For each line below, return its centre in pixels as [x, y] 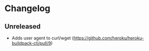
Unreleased [23, 26]
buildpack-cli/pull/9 [31, 43]
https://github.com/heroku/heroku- [109, 38]
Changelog [27, 8]
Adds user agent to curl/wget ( [43, 38]
